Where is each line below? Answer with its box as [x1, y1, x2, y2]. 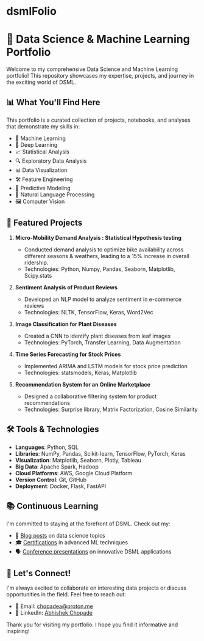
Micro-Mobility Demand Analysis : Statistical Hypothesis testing [15, 234, 181, 241]
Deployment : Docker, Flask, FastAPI [15, 482, 107, 490]
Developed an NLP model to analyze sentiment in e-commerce [24, 295, 181, 303]
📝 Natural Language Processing [15, 191, 95, 198]
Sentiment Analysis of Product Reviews [15, 283, 118, 291]
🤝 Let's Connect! [6, 568, 71, 579]
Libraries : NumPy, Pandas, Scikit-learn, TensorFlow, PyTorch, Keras [15, 450, 186, 457]
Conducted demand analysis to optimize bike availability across [24, 246, 184, 253]
